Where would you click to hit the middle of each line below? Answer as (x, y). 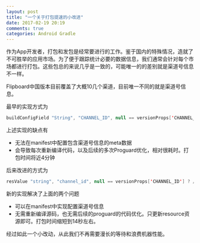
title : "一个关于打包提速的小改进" (45, 17)
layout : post (22, 12)
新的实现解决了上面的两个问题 (43, 194)
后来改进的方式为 (27, 170)
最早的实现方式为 (27, 107)
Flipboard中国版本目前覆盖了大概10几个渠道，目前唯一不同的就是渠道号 (93, 86)
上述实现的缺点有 (27, 130)
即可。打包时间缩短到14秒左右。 (60, 221)
